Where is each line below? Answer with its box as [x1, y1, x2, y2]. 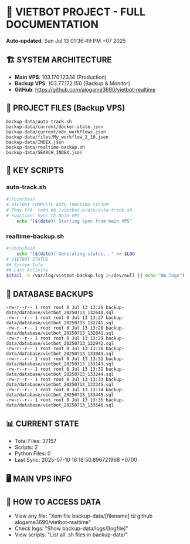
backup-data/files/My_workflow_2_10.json [6, 134, 109, 140]
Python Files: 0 [14, 449, 51, 457]
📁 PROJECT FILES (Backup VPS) [6, 103, 125, 113]
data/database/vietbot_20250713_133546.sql [6, 402, 114, 408]
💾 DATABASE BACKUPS [6, 289, 94, 299]
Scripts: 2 [14, 444, 38, 451]
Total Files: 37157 [14, 437, 57, 444]
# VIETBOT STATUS [6, 256, 49, 262]
